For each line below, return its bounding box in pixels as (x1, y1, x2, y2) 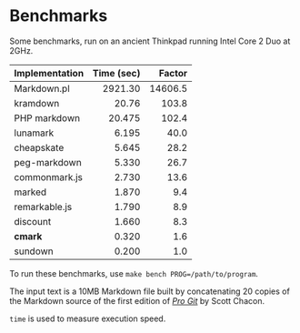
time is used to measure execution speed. (9, 313, 166, 324)
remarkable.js (14, 200, 73, 213)
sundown (14, 245, 55, 257)
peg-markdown (14, 156, 82, 168)
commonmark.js (14, 170, 84, 183)
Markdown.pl (14, 82, 70, 95)
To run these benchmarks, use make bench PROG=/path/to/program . (9, 267, 259, 278)
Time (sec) (92, 66, 141, 79)
